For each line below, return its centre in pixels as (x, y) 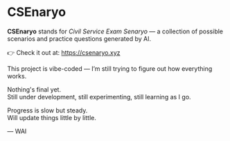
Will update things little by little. (52, 117)
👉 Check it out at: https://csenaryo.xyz (64, 52)
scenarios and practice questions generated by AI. (79, 38)
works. (17, 76)
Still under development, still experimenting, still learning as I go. (99, 97)
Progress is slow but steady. (47, 110)
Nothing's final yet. (34, 89)
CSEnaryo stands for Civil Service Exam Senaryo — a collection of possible (115, 31)
